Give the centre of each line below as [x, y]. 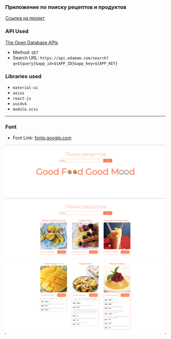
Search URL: [26, 57]
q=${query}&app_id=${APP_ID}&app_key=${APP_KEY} [65, 64]
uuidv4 [20, 104]
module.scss [25, 109]
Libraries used [23, 76]
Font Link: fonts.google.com [42, 138]
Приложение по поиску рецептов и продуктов [66, 7]
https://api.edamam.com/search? [74, 58]
